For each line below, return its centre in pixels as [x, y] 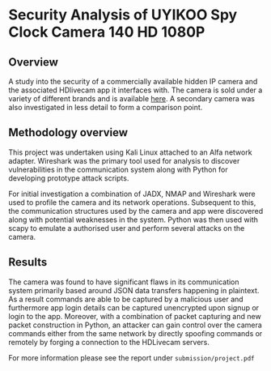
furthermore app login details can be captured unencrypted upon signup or [134, 307]
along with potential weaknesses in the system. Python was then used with [133, 220]
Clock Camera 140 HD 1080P [107, 32]
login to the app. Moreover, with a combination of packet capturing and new [135, 316]
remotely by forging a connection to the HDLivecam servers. [109, 342]
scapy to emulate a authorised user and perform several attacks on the [127, 228]
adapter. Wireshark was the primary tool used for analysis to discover [124, 160]
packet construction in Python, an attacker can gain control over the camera [135, 325]
